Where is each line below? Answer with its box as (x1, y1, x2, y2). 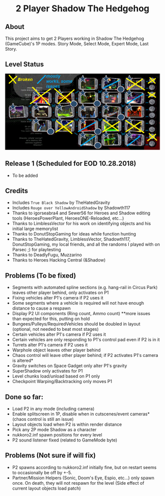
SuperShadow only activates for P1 (12, 368, 83, 374)
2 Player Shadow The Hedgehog (15, 3, 150, 14)
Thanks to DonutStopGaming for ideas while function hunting (12, 231, 137, 237)
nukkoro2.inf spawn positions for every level (12, 432, 102, 438)
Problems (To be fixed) (5, 271, 76, 280)
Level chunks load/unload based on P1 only (12, 373, 100, 379)
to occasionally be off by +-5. (12, 469, 72, 475)
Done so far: (5, 393, 43, 401)
